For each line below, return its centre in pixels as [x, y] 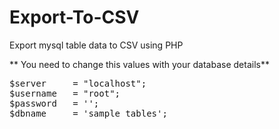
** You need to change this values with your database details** [139, 64]
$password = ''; [54, 103]
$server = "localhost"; [78, 83]
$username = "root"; [65, 93]
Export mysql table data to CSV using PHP [96, 45]
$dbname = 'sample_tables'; [88, 113]
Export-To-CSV [74, 17]
